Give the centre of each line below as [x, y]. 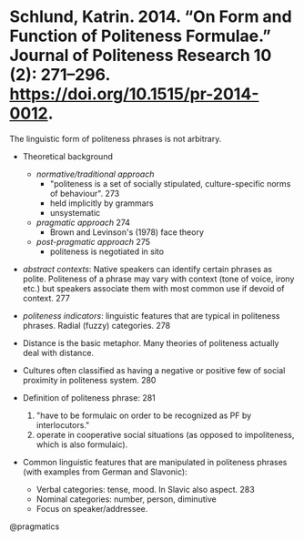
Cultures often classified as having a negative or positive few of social [154, 370]
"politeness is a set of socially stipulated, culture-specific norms [170, 183]
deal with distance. [58, 352]
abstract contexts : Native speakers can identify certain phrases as [147, 269]
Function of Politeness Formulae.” [140, 36]
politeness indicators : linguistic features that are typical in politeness [151, 315]
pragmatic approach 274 [83, 222]
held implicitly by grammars [101, 203]
